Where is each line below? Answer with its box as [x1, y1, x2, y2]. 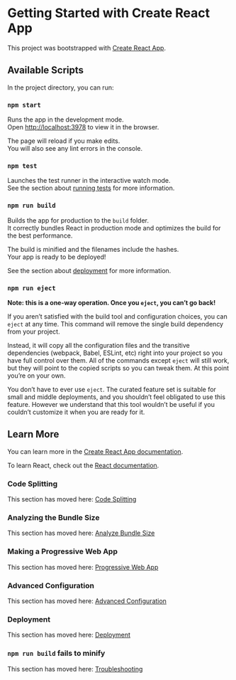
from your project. [7, 327, 60, 336]
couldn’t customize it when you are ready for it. [7, 408, 145, 416]
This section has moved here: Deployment [7, 631, 131, 639]
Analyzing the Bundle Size [7, 512, 100, 522]
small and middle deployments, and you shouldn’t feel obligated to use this [7, 393, 225, 401]
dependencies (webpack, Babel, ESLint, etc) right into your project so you [7, 349, 223, 357]
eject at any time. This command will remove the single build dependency [7, 319, 224, 328]
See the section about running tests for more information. [7, 184, 175, 193]
